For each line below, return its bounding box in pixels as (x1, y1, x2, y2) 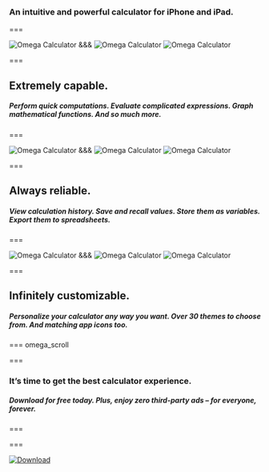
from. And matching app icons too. (9, 320, 128, 330)
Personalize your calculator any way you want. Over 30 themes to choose (9, 311, 261, 321)
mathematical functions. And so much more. (9, 110, 163, 119)
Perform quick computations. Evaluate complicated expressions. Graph (9, 101, 254, 110)
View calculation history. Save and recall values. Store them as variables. (9, 206, 260, 216)
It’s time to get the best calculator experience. (9, 375, 192, 386)
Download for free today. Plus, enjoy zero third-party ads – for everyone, (9, 395, 257, 405)
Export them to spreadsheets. (9, 214, 111, 224)
